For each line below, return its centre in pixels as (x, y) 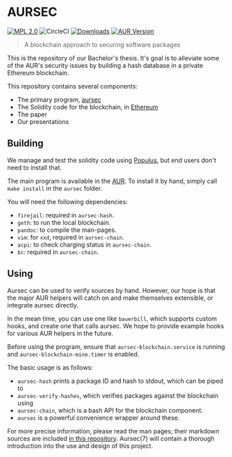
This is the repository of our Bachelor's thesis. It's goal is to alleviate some (113, 58)
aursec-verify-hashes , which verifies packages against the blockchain (118, 395)
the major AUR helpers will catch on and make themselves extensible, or (110, 298)
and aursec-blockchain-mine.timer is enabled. (73, 354)
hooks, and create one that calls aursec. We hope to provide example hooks (116, 325)
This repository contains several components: (72, 86)
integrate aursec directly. (43, 305)
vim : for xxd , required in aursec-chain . (71, 237)
